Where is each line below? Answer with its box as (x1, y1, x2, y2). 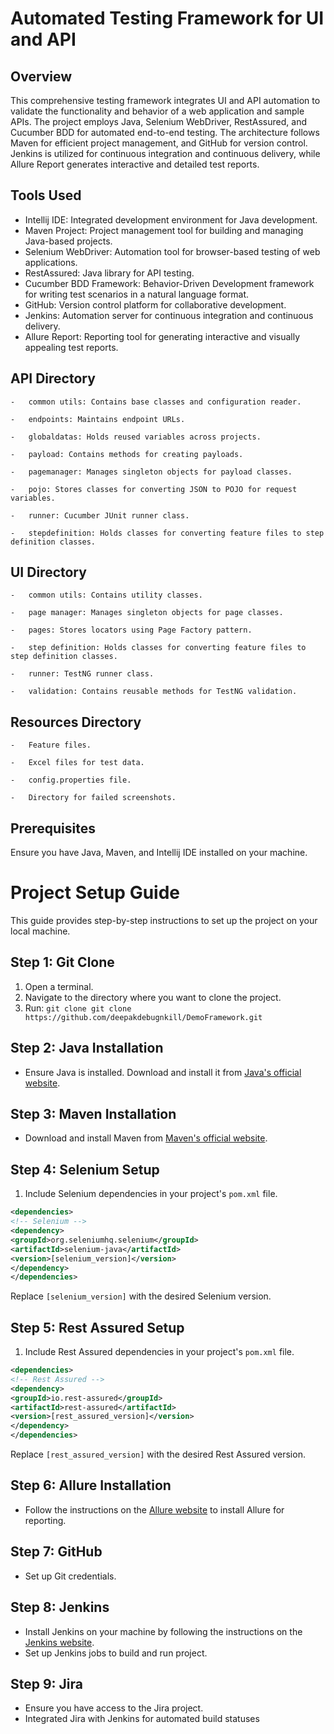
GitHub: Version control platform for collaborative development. (24, 298, 287, 311)
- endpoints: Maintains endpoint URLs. (10, 414, 186, 424)
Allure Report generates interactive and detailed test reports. (10, 158, 260, 170)
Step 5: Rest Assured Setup (10, 1319, 185, 1336)
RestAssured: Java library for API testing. (24, 267, 195, 279)
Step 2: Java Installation (10, 1040, 164, 1057)
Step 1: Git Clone (10, 954, 115, 971)
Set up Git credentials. (24, 1570, 117, 1582)
